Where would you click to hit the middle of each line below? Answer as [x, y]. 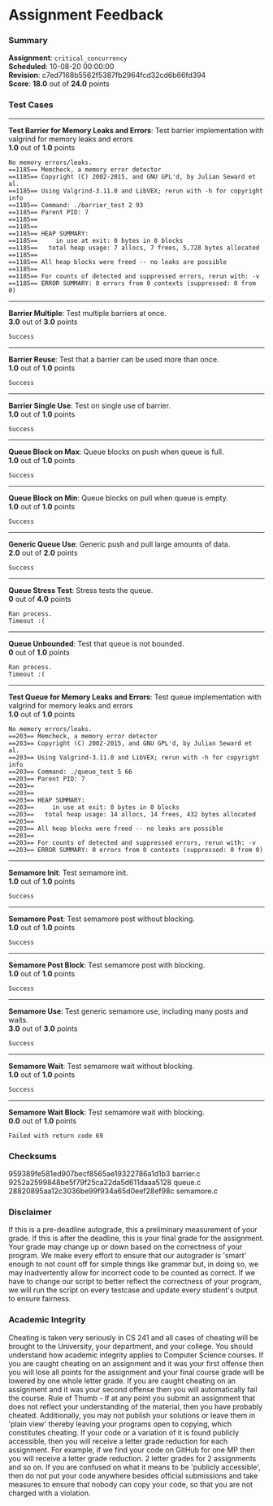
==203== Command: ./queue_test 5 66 [70, 772]
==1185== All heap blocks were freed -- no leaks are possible [118, 262]
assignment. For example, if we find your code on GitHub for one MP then [132, 1450]
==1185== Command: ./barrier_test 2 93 [76, 205]
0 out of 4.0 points [40, 599]
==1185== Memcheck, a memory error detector [85, 169]
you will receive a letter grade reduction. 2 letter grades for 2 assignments [132, 1458]
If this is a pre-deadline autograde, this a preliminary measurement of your [133, 1230]
